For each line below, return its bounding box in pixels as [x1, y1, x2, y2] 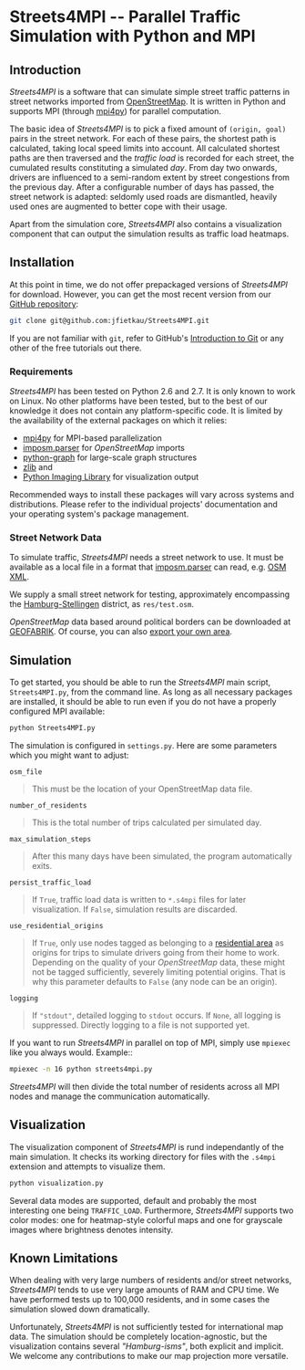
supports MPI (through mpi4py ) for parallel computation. [9, 106, 221, 116]
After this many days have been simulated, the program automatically [31, 851, 293, 862]
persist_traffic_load [9, 878, 92, 887]
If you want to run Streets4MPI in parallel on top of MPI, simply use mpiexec [9, 1037, 291, 1048]
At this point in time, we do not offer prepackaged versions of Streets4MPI [9, 278, 289, 289]
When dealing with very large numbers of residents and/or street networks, [9, 1275, 292, 1286]
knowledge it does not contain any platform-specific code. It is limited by [9, 404, 283, 416]
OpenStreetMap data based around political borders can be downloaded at [9, 616, 291, 627]
